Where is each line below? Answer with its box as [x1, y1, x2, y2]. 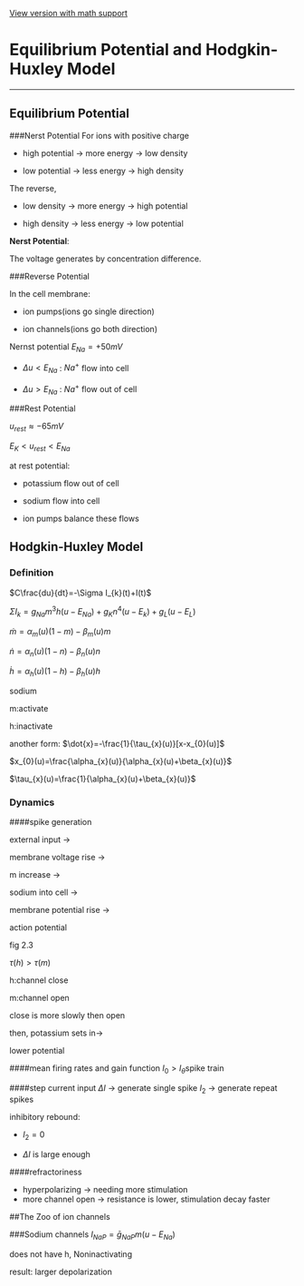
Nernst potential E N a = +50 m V [9, 340, 124, 354]
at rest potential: [9, 460, 71, 471]
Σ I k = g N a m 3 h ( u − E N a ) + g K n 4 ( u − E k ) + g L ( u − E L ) [9, 604, 196, 620]
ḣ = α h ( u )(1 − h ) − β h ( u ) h [9, 665, 101, 679]
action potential [9, 921, 68, 933]
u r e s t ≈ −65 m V [9, 421, 64, 434]
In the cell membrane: [9, 288, 90, 299]
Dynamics [9, 796, 55, 809]
